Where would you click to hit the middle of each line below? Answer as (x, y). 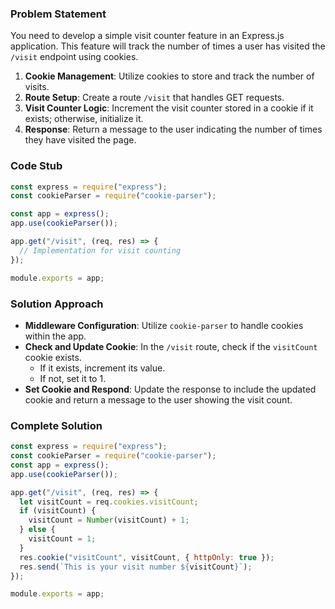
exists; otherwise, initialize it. (84, 119)
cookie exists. (53, 357)
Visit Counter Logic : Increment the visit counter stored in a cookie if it (169, 108)
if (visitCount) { (58, 511)
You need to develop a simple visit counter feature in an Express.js (147, 36)
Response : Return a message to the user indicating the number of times (173, 129)
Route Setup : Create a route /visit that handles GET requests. (154, 98)
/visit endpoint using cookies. (74, 57)
